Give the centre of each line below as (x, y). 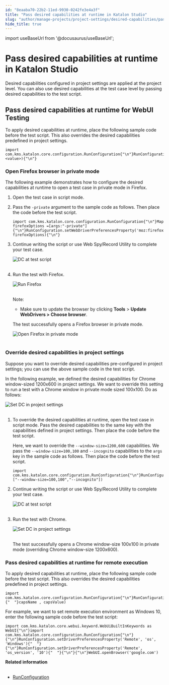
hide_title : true (23, 24)
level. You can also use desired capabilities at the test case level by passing (83, 89)
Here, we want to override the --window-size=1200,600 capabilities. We (86, 445)
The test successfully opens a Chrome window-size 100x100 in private (86, 544)
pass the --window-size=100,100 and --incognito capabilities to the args (87, 451)
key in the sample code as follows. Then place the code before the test (86, 456)
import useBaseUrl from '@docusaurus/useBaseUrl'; (60, 38)
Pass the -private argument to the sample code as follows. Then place (86, 207)
